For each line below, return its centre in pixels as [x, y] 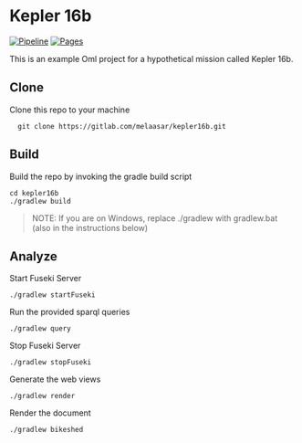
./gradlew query [40, 329]
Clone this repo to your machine [70, 110]
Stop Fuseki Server [45, 346]
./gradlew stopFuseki [51, 363]
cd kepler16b [34, 193]
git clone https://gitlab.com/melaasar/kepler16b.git [122, 126]
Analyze [33, 256]
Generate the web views [55, 379]
